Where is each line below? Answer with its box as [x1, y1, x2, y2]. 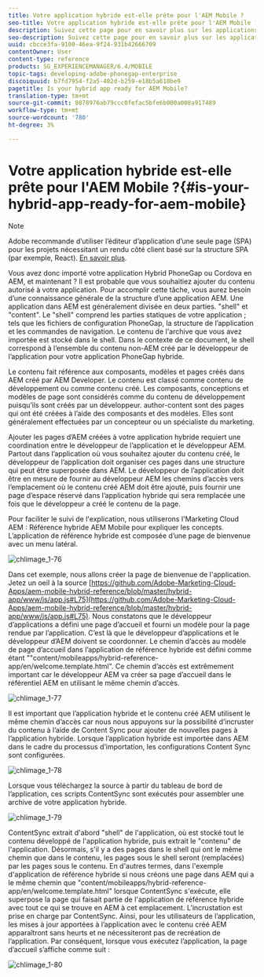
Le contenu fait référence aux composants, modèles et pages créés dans [8, 367, 245, 376]
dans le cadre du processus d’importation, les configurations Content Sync [8, 741, 251, 751]
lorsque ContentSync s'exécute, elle [113, 886, 231, 895]
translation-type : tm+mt [8, 92, 90, 100]
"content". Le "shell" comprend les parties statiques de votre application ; [8, 309, 247, 319]
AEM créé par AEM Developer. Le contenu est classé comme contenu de [8, 375, 244, 385]
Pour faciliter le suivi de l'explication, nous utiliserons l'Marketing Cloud [8, 514, 240, 523]
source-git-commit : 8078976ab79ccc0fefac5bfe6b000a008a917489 [8, 99, 216, 107]
